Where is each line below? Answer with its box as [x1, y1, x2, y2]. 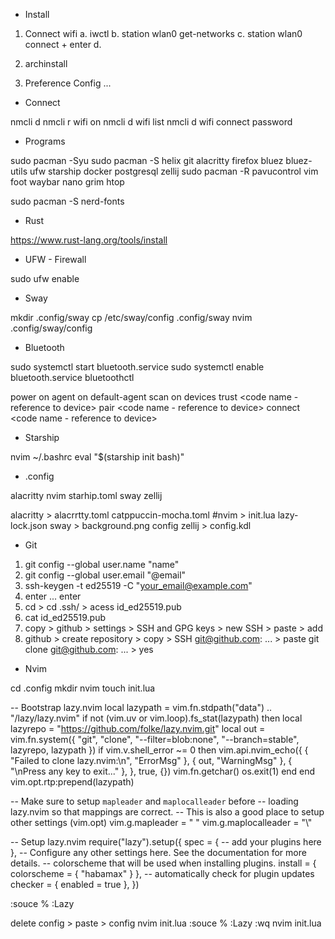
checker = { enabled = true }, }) [10, 879, 140, 890]
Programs [24, 135, 66, 147]
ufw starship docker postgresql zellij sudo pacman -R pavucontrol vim [29, 165, 319, 177]
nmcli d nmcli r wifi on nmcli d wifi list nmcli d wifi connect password [10, 116, 293, 128]
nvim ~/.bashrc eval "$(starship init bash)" [10, 451, 185, 463]
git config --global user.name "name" [24, 559, 180, 570]
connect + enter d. [24, 39, 102, 50]
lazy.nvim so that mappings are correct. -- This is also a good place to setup [10, 806, 325, 818]
